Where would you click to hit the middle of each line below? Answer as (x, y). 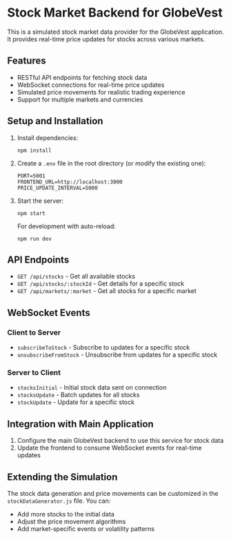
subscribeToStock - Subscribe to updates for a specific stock (103, 348)
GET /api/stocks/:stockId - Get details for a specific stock (101, 283)
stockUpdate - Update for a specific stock (76, 402)
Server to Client (34, 372)
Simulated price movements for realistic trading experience (101, 92)
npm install (34, 150)
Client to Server (34, 332)
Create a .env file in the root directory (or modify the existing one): (111, 163)
